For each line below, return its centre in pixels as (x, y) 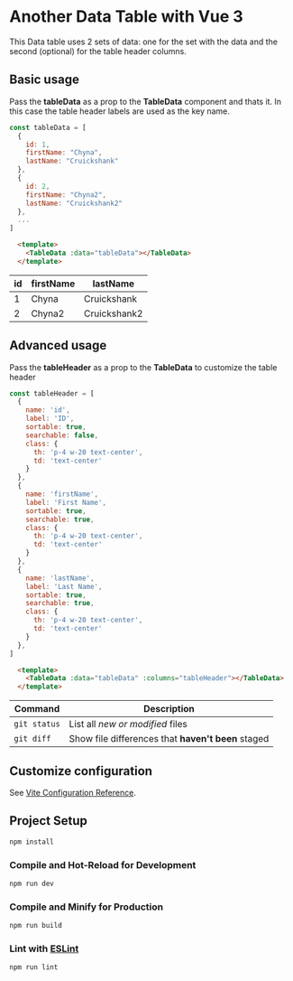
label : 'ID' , (50, 419)
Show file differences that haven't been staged (169, 739)
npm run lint (34, 967)
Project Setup (49, 821)
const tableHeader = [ (52, 393)
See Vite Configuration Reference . (73, 793)
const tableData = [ (48, 127)
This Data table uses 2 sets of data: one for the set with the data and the (143, 42)
